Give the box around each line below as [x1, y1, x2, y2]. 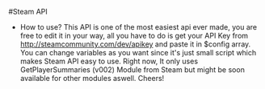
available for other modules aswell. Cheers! [19, 74, 165, 83]
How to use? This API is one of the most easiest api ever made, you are [19, 22, 258, 31]
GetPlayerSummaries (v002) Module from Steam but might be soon [19, 65, 245, 75]
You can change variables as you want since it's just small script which [19, 48, 257, 57]
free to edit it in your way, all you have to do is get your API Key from [19, 31, 249, 40]
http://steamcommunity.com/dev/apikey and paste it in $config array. [19, 39, 251, 49]
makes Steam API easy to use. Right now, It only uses [19, 56, 199, 66]
